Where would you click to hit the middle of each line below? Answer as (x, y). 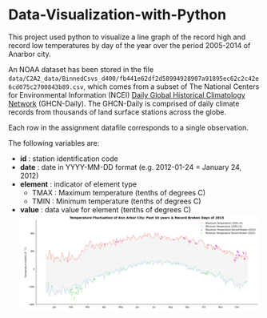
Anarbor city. (30, 54)
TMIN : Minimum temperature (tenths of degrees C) (116, 201)
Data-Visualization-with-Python (117, 15)
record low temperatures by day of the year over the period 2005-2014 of (130, 45)
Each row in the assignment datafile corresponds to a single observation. (129, 127)
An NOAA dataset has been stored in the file (81, 69)
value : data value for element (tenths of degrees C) (106, 209)
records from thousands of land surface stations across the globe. (117, 112)
